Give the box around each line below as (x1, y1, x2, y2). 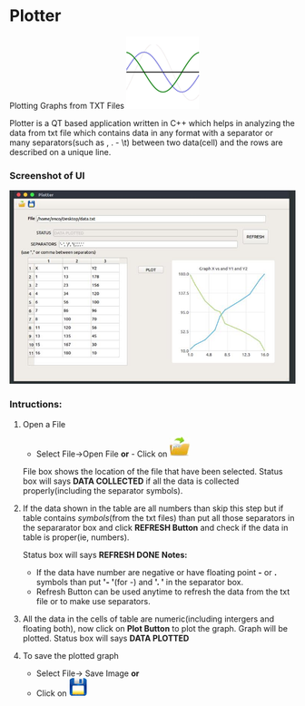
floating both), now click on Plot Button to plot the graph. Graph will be (22, 623, 289, 633)
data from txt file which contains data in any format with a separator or (9, 127, 274, 138)
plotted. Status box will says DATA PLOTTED (22, 632, 190, 643)
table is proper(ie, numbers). (22, 532, 130, 543)
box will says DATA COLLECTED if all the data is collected (22, 476, 240, 486)
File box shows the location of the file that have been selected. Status (22, 466, 283, 476)
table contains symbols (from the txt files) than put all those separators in (22, 512, 295, 523)
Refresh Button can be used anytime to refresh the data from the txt (35, 586, 290, 597)
